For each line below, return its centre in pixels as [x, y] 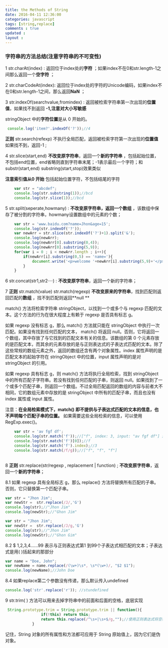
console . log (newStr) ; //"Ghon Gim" [41, 535]
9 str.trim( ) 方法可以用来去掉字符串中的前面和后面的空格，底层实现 [74, 600]
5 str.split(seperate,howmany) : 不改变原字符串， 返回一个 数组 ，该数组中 [80, 208]
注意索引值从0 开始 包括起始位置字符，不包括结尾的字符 [62, 179]
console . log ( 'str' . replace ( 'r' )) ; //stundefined [57, 590]
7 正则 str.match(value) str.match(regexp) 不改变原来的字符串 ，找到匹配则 [81, 291]
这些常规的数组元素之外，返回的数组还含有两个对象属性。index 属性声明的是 [84, 351]
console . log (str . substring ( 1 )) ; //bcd [53, 193]
